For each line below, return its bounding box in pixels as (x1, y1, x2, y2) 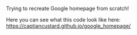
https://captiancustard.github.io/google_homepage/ (6, 23, 131, 29)
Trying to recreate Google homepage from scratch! (6, 5, 129, 12)
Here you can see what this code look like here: (6, 16, 121, 23)
